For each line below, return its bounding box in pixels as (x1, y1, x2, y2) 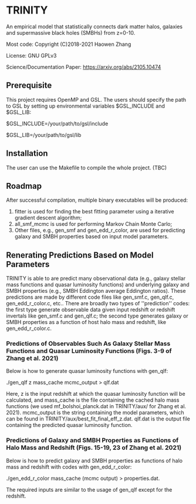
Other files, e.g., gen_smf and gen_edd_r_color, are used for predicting (14, 227, 185, 234)
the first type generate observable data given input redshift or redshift (6, 306, 175, 313)
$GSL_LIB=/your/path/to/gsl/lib (6, 131, 82, 138)
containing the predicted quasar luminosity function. (6, 422, 133, 429)
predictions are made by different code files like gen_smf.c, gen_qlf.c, (6, 293, 174, 301)
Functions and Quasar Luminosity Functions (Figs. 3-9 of (6, 347, 172, 355)
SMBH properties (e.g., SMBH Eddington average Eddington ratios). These (6, 288, 186, 295)
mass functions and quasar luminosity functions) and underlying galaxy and (6, 281, 190, 288)
